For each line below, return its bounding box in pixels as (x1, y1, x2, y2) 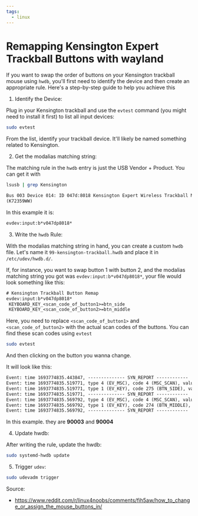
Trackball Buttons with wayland (6, 52, 164, 65)
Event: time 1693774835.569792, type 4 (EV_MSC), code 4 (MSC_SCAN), (6, 396, 181, 403)
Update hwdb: (14, 430, 49, 437)
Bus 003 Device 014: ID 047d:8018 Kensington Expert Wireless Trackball (6, 193, 189, 199)
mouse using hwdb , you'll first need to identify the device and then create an (6, 78, 190, 85)
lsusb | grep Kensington (6, 182, 67, 188)
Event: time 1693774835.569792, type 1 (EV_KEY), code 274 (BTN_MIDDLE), (6, 402, 192, 408)
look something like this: (6, 278, 65, 286)
